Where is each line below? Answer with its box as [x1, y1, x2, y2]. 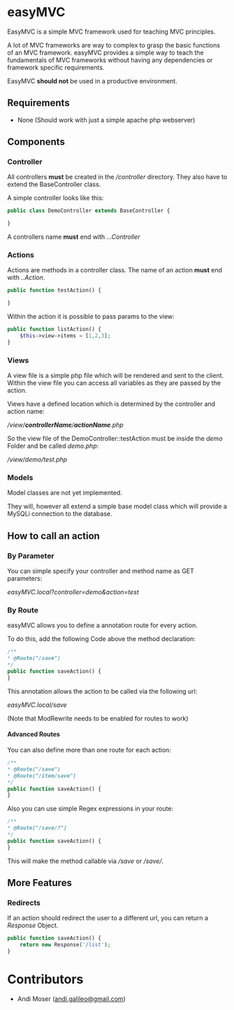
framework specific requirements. [7, 63, 105, 71]
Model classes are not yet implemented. [7, 489, 122, 497]
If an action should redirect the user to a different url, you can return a [7, 914, 208, 923]
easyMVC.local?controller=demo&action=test [7, 588, 140, 596]
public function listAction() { [7, 326, 101, 333]
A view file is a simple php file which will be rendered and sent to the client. [7, 372, 224, 380]
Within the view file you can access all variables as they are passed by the [7, 379, 221, 387]
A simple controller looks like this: [7, 194, 104, 202]
